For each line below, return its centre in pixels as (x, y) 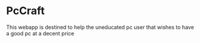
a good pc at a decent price (40, 33)
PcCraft (25, 11)
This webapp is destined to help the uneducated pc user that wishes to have (100, 27)
